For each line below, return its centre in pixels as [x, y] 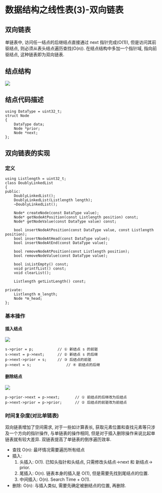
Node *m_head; [28, 299]
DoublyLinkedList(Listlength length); [53, 200]
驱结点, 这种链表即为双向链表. [35, 55]
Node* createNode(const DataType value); [56, 213]
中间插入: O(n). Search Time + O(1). [55, 479]
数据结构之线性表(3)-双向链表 [64, 10]
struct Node [17, 115]
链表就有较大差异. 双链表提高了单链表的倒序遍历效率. [58, 439]
